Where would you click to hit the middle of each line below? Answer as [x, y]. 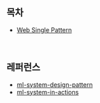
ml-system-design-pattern [55, 84]
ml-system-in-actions [48, 92]
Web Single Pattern [44, 29]
